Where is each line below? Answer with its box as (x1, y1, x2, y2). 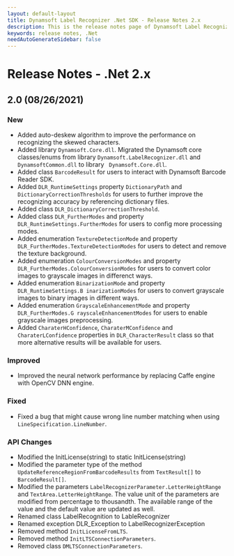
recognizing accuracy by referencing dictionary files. (17, 197, 169, 206)
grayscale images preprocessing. (17, 316, 114, 324)
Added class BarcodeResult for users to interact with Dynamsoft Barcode (17, 168, 226, 176)
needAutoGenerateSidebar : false (7, 36, 101, 43)
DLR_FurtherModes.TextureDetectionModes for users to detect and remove (17, 242, 227, 250)
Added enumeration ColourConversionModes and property (17, 257, 181, 265)
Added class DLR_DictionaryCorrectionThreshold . (17, 205, 160, 213)
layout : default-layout (7, 10, 77, 17)
